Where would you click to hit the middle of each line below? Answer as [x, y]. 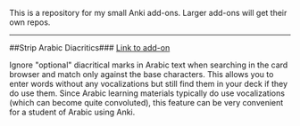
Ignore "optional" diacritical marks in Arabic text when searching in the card [149, 65]
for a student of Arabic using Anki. [72, 112]
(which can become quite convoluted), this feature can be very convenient [146, 102]
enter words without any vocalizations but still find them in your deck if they [149, 84]
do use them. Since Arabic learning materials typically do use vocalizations [147, 93]
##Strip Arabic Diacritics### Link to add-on [90, 47]
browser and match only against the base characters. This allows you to [142, 74]
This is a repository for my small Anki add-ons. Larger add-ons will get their [148, 13]
